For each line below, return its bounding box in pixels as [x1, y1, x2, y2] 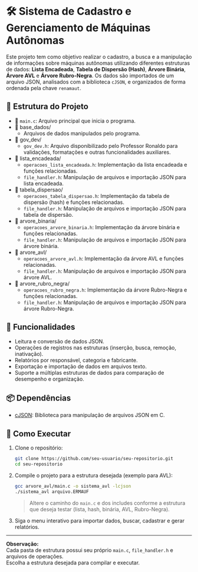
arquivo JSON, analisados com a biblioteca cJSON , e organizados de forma [6, 78, 186, 85]
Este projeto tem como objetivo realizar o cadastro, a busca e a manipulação [6, 53, 192, 60]
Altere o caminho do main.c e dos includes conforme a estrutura [29, 499, 186, 507]
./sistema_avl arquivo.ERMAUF [14, 488, 90, 495]
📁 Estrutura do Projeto [6, 101, 88, 112]
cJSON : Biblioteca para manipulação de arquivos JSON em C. [14, 412, 165, 419]
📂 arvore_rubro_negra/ [14, 280, 70, 287]
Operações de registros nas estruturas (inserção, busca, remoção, [14, 344, 177, 351]
